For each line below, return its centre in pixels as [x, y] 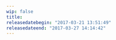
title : [14, 17]
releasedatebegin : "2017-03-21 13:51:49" [59, 22]
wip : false [20, 11]
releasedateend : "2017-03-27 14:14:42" [56, 28]
